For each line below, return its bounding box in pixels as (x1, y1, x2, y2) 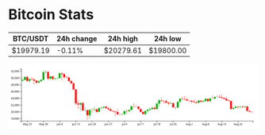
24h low (153, 34, 182, 44)
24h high (107, 34, 139, 44)
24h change (56, 34, 98, 44)
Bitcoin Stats (8, 6, 94, 24)
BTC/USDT (13, 34, 49, 44)
